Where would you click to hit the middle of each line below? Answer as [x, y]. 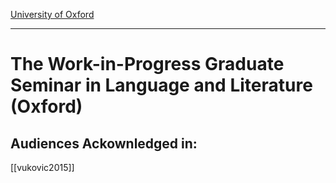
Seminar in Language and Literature [161, 85]
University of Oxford [52, 14]
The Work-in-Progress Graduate [147, 64]
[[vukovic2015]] [42, 167]
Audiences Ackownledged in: [104, 143]
